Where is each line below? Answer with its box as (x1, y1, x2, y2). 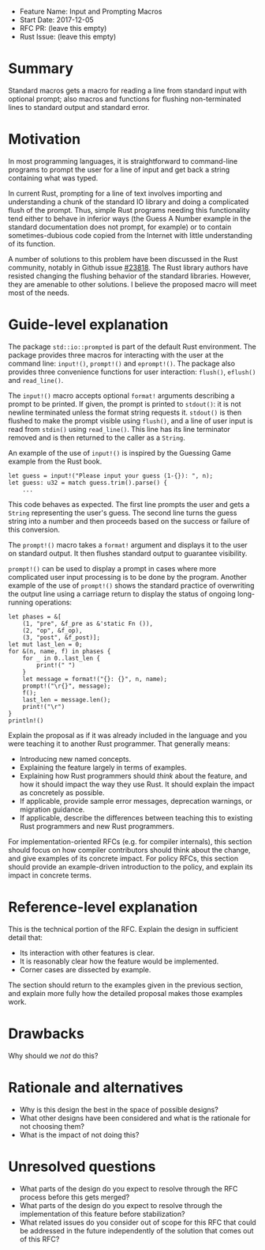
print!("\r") (22, 703, 65, 710)
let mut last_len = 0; (8, 640, 83, 648)
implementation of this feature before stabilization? (19, 1209, 185, 1218)
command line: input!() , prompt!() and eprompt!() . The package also (8, 358, 235, 368)
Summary (8, 59, 73, 78)
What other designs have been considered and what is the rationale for (19, 1113, 251, 1123)
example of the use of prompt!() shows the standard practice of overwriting (8, 581, 255, 590)
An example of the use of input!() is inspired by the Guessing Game (8, 448, 231, 457)
